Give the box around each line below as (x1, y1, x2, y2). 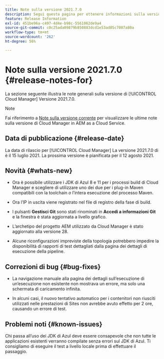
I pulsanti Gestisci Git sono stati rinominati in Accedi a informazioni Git (12, 209, 156, 215)
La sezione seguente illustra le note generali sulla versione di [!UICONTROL (5, 91, 157, 97)
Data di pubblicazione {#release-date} (5, 134, 124, 143)
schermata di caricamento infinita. (12, 286, 82, 292)
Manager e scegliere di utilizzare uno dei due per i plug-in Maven (12, 185, 143, 190)
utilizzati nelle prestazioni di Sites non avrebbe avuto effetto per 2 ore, (12, 301, 153, 307)
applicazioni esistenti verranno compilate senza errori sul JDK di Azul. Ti (5, 338, 151, 344)
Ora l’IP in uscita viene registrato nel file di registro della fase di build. (12, 199, 152, 205)
